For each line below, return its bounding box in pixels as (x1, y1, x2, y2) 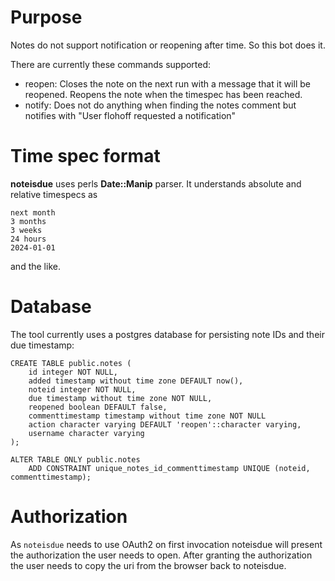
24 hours (10, 234, 47, 244)
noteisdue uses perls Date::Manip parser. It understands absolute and (10, 177, 302, 190)
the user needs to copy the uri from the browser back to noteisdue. (10, 559, 287, 571)
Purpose (10, 6, 83, 29)
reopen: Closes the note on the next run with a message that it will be (24, 77, 311, 90)
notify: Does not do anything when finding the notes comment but (24, 99, 297, 111)
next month (10, 207, 56, 218)
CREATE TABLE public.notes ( (10, 358, 132, 368)
